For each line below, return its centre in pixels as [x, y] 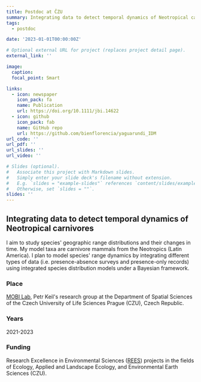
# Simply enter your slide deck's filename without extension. [89, 178]
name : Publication [40, 106]
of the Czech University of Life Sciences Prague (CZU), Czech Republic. [95, 303]
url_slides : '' [25, 150]
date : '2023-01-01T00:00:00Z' [44, 40]
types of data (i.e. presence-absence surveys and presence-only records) [98, 261]
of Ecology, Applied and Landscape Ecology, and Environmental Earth [92, 366]
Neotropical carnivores [50, 228]
